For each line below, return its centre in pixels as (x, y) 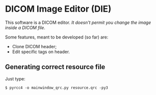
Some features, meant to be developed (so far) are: (57, 37)
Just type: (15, 78)
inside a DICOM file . (25, 27)
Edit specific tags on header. (41, 52)
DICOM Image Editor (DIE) (58, 9)
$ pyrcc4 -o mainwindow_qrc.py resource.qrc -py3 (57, 88)
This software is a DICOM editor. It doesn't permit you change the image (78, 22)
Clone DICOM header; (34, 46)
